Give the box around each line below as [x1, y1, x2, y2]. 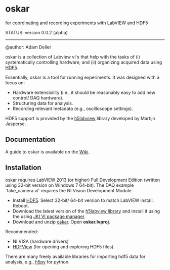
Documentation [5, 135, 56, 144]
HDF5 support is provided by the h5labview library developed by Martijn [5, 115, 155, 121]
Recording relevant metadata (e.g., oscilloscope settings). [12, 105, 133, 112]
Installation [5, 164, 41, 172]
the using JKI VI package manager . [12, 213, 86, 220]
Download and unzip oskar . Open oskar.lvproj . [12, 219, 110, 225]
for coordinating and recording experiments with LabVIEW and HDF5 [5, 20, 148, 26]
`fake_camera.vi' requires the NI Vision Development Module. [5, 187, 133, 193]
